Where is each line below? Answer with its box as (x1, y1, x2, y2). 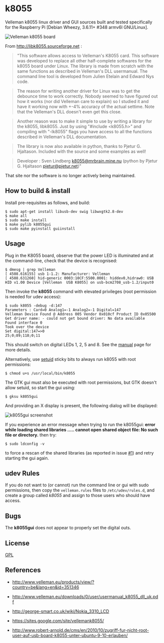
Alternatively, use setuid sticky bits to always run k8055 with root (5, 356, 136, 362)
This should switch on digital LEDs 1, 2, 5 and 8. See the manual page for (5, 341, 151, 347)
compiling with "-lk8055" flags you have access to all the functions (17, 128, 152, 134)
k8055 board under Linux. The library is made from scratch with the (17, 63, 154, 69)
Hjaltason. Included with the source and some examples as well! (17, 148, 146, 154)
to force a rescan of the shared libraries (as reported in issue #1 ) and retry (5, 450, 154, 456)
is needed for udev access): (5, 293, 61, 299)
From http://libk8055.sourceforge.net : (5, 43, 82, 49)
